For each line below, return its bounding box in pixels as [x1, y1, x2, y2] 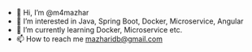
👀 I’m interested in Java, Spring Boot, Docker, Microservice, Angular [15, 16, 244, 26]
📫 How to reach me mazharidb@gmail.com [15, 34, 163, 44]
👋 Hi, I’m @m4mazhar [15, 8, 89, 17]
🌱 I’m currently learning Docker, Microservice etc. [15, 25, 183, 34]
